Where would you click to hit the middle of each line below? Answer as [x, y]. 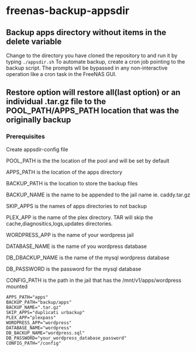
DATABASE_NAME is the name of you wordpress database [77, 246]
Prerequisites [25, 137]
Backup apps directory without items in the [86, 32]
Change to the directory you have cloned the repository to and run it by [92, 56]
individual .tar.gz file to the [56, 101]
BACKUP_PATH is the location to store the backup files [72, 183]
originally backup [39, 120]
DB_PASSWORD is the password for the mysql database [74, 269]
